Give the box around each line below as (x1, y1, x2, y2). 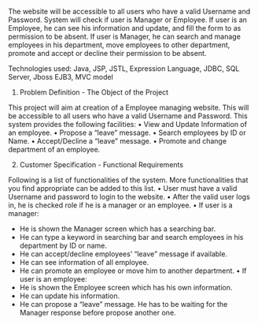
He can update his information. (19, 291, 120, 301)
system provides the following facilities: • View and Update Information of (8, 120, 248, 129)
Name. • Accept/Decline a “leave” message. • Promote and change (8, 136, 227, 145)
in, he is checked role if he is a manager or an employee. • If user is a (8, 200, 234, 210)
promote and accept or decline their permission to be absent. (8, 49, 207, 58)
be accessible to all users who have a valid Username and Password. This (8, 111, 248, 121)
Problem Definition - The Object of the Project (19, 88, 169, 97)
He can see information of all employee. (19, 258, 149, 267)
